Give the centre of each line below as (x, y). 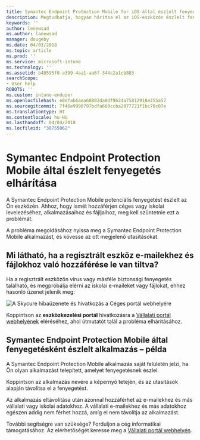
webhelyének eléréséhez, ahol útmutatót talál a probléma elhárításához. (94, 321)
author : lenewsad (28, 28)
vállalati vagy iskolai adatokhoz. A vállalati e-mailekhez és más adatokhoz (96, 406)
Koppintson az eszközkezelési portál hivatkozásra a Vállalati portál (89, 315)
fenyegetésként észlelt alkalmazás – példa (87, 350)
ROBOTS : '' (20, 90)
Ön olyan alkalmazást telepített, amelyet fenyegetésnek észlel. (83, 370)
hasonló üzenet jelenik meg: (41, 292)
